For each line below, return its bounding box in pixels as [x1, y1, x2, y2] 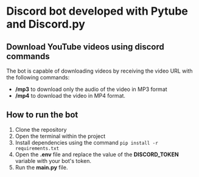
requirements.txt [15, 145, 60, 151]
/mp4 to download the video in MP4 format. [15, 92, 126, 99]
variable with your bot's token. [15, 157, 92, 164]
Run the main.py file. [15, 164, 68, 171]
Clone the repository [15, 126, 67, 133]
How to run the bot [6, 110, 79, 120]
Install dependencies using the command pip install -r [15, 139, 158, 146]
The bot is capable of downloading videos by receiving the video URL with [6, 67, 193, 74]
